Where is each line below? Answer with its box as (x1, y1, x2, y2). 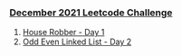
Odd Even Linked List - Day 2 (22, 36, 132, 47)
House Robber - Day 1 (22, 27, 105, 38)
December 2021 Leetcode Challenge (9, 6, 173, 19)
